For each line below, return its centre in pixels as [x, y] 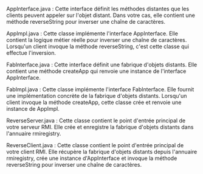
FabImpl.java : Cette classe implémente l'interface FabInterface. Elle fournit [100, 89]
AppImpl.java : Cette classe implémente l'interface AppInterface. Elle [92, 33]
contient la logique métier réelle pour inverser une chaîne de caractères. [97, 40]
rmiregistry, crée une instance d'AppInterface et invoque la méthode [92, 158]
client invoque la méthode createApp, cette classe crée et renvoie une [94, 102]
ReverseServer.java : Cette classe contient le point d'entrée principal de [96, 120]
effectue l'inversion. [31, 53]
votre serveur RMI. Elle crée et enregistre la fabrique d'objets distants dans [100, 127]
